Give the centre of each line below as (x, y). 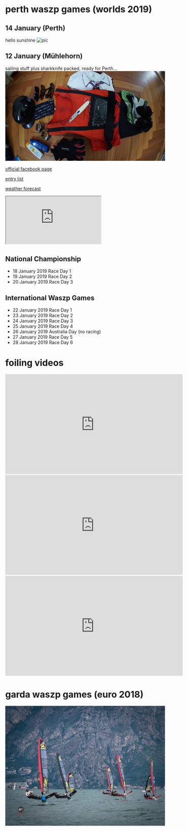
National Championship (43, 259)
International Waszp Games (50, 298)
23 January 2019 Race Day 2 (43, 315)
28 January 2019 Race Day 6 (43, 342)
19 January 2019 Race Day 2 (42, 276)
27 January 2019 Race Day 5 (43, 337)
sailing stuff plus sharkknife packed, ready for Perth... (61, 68)
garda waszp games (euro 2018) (74, 695)
